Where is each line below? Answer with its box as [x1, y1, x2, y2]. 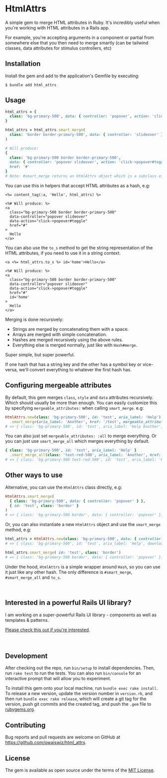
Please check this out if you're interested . [5, 627, 90, 633]
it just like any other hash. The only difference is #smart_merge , [5, 569, 133, 575]
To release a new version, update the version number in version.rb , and [5, 691, 153, 697]
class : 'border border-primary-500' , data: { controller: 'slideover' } [9, 132, 164, 137]
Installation [5, 59, 41, 68]
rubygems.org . [5, 707, 35, 713]
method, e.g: [5, 527, 31, 533]
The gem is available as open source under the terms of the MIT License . [5, 767, 155, 773]
